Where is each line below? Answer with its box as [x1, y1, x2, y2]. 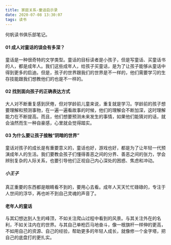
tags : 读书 [5, 17, 27, 22]
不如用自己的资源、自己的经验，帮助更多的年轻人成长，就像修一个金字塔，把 [5, 228, 166, 234]
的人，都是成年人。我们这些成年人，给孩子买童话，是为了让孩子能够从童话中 [5, 63, 166, 69]
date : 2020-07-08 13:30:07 [5, 12, 63, 17]
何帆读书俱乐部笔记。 [5, 32, 50, 38]
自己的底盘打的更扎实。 [5, 234, 54, 240]
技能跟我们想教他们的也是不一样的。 [9, 76, 85, 82]
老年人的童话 [5, 203, 32, 209]
